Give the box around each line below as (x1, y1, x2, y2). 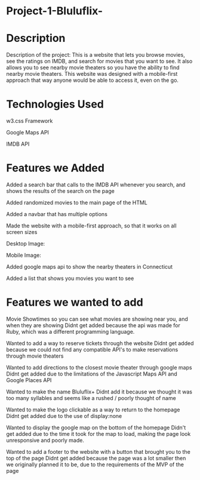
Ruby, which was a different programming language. (6, 328, 135, 335)
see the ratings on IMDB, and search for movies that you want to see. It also (6, 58, 193, 65)
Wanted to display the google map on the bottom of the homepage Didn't (6, 424, 186, 431)
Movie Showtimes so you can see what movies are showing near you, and (6, 315, 188, 322)
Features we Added (6, 161, 104, 175)
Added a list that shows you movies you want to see (6, 275, 134, 282)
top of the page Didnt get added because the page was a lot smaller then (6, 454, 186, 461)
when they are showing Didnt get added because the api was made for (6, 321, 181, 329)
